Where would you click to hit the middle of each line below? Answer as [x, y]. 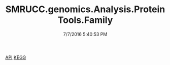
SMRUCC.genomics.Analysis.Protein [85, 9]
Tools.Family [85, 20]
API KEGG [16, 57]
